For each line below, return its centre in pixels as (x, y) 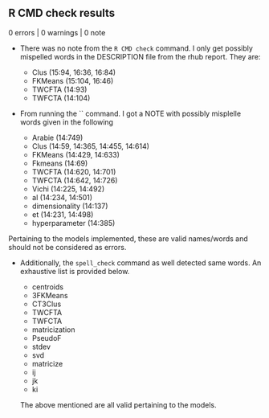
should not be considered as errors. (67, 247)
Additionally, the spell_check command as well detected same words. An (141, 262)
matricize (47, 363)
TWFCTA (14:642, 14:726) (75, 180)
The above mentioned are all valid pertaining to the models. (118, 404)
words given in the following (67, 122)
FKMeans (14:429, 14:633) (76, 154)
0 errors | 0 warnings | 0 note (57, 32)
